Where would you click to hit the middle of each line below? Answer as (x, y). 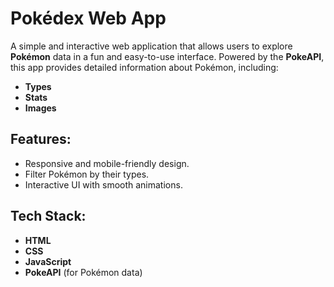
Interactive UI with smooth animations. (103, 184)
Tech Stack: (48, 216)
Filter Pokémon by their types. (87, 174)
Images (40, 108)
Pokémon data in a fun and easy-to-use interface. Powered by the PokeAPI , (167, 56)
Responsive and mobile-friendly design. (107, 163)
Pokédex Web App (88, 18)
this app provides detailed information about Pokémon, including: (144, 67)
